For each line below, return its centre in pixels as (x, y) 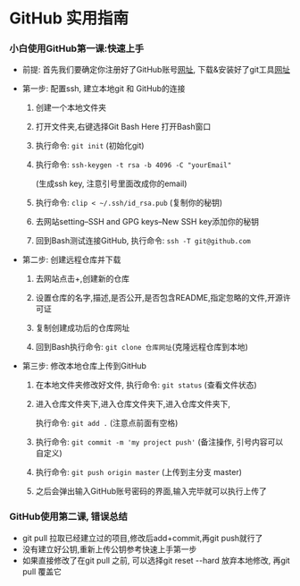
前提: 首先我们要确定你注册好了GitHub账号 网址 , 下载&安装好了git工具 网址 (156, 70)
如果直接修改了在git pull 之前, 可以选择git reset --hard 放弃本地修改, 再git (156, 560)
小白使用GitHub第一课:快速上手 (77, 48)
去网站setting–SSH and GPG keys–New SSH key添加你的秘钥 (147, 222)
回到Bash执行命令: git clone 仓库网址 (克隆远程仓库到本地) (142, 347)
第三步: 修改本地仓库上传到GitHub (84, 366)
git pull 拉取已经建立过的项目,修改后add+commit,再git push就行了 (142, 538)
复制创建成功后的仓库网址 (83, 328)
